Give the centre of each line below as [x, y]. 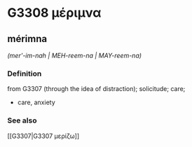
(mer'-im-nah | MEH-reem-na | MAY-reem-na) [75, 55]
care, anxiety [36, 102]
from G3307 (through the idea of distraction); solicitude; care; [96, 89]
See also [22, 120]
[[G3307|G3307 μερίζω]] [43, 136]
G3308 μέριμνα [54, 13]
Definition [25, 73]
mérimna [27, 39]
